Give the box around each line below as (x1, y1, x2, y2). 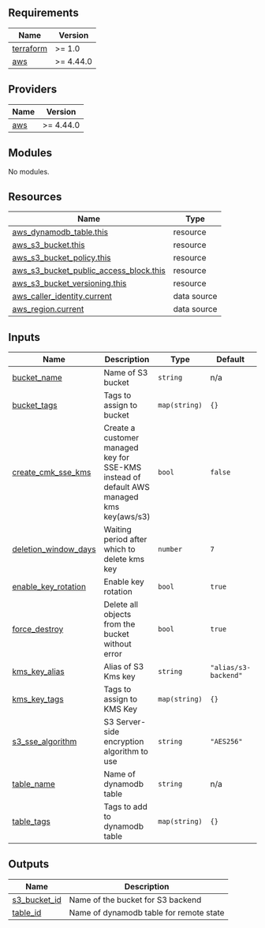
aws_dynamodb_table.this (12, 226, 109, 238)
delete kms (103, 554, 144, 565)
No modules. (8, 167, 50, 177)
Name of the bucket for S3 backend (69, 894, 202, 905)
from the (103, 619, 136, 630)
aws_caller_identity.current (12, 291, 113, 302)
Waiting (103, 524, 132, 535)
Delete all (103, 599, 139, 610)
